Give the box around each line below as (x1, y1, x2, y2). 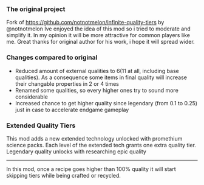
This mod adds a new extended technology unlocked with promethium (6, 134, 183, 142)
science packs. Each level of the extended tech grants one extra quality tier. (6, 141, 196, 148)
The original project (6, 5, 66, 13)
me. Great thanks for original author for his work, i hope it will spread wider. (6, 38, 195, 46)
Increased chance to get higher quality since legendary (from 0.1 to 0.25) (15, 99, 198, 106)
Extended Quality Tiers (6, 121, 76, 130)
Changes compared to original (6, 54, 98, 62)
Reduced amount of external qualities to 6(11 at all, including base (15, 67, 179, 74)
